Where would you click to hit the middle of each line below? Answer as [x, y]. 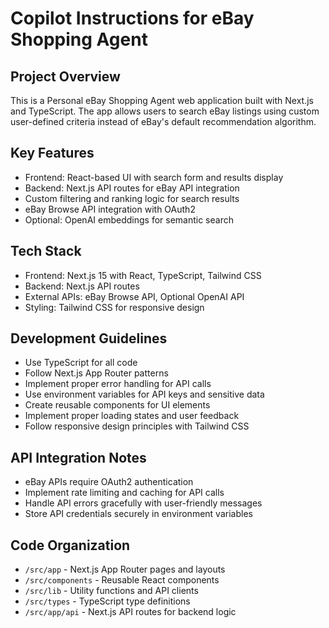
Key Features [52, 153]
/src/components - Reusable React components [122, 580]
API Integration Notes [78, 457]
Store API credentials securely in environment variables [138, 514]
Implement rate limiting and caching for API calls [124, 493]
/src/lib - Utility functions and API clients [111, 591]
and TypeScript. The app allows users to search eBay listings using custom [165, 111]
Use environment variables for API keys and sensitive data [144, 394]
